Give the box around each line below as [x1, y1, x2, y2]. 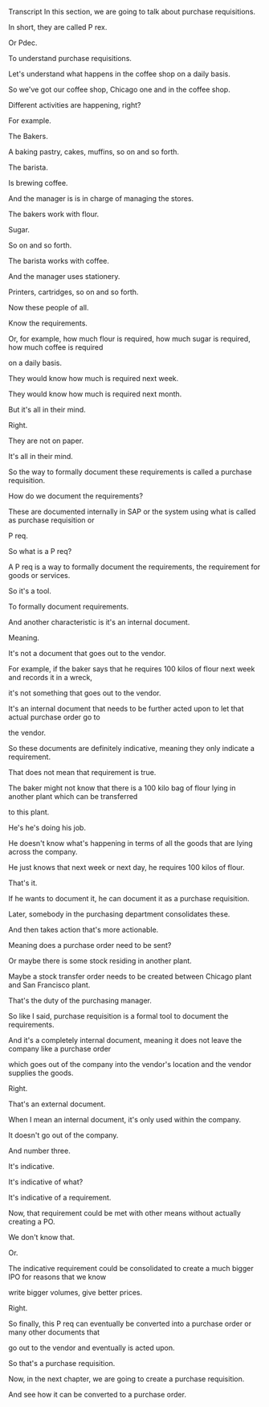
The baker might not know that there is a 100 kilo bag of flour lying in [8, 783, 236, 793]
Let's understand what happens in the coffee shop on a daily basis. [8, 69, 231, 79]
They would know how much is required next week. [8, 374, 179, 383]
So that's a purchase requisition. [8, 1359, 116, 1368]
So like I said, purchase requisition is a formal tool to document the [8, 1011, 229, 1020]
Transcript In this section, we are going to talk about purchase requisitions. [8, 7, 255, 16]
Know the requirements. [8, 318, 88, 328]
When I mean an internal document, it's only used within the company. [8, 1115, 242, 1124]
